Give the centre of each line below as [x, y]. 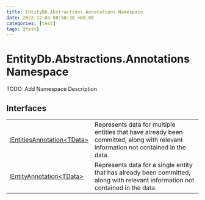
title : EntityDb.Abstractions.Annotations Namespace [75, 12]
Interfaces [27, 108]
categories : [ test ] [31, 23]
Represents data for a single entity [144, 165]
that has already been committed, [142, 173]
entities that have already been [138, 132]
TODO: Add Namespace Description [52, 89]
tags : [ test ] [23, 29]
